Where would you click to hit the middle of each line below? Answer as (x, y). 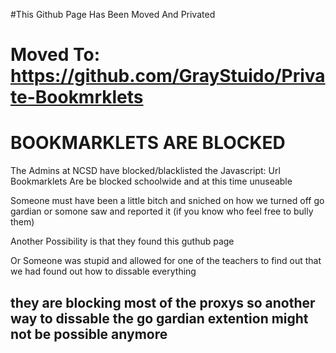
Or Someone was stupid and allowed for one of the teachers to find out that (166, 261)
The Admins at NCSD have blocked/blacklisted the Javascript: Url (145, 171)
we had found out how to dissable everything (103, 271)
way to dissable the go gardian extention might (159, 318)
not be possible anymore (89, 334)
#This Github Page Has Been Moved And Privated (113, 14)
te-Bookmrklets (77, 97)
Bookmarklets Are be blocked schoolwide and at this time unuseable (151, 181)
